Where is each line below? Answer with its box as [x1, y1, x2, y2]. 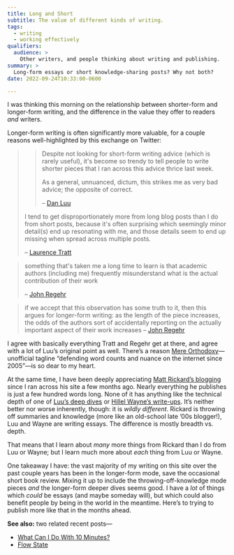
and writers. [7, 115, 42, 124]
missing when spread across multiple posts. [24, 235, 152, 243]
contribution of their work [24, 276, 98, 285]
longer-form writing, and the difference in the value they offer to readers [7, 108, 215, 116]
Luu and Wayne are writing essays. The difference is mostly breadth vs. [7, 420, 214, 428]
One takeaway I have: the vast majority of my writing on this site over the [7, 461, 217, 470]
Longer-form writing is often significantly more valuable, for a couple [7, 128, 205, 137]
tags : [7, 23, 23, 30]
